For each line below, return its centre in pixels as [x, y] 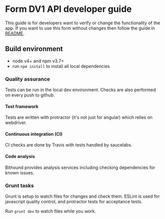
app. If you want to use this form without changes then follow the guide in [80, 28]
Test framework [22, 106]
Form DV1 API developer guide [68, 9]
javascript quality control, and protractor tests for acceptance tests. [74, 201]
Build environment [34, 49]
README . [15, 33]
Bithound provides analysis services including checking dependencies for [80, 167]
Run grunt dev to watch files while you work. [51, 211]
